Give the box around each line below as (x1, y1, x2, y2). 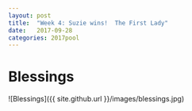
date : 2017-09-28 (8, 26, 73, 34)
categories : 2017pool (8, 33, 80, 42)
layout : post (8, 11, 52, 20)
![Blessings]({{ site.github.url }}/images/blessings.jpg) (8, 94, 185, 104)
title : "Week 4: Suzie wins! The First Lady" (8, 19, 169, 27)
